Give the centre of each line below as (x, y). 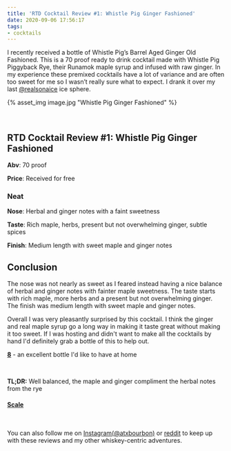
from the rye (25, 389)
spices (17, 232)
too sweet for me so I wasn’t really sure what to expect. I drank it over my (111, 82)
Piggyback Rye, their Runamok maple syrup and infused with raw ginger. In (114, 67)
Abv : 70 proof (27, 165)
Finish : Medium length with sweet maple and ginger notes (90, 245)
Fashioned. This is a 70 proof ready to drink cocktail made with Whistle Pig (113, 60)
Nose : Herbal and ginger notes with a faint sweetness (83, 211)
